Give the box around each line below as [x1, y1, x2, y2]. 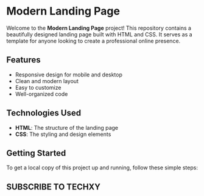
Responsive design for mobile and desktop [15, 71, 123, 78]
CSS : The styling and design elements [15, 130, 111, 138]
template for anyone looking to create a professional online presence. [6, 37, 181, 44]
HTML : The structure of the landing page [15, 124, 119, 131]
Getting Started [6, 147, 66, 158]
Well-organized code [15, 90, 68, 98]
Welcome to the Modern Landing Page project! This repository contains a [6, 24, 192, 32]
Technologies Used [6, 108, 81, 118]
